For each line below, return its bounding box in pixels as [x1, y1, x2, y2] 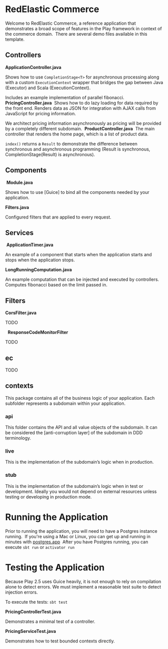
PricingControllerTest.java [5, 608, 62, 615]
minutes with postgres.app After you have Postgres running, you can [5, 539, 148, 545]
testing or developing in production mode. [5, 493, 92, 499]
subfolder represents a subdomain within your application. [5, 400, 126, 406]
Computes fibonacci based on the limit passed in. [5, 282, 108, 288]
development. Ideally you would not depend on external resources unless [5, 488, 157, 494]
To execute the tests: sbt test [5, 599, 68, 605]
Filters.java [5, 204, 29, 210]
